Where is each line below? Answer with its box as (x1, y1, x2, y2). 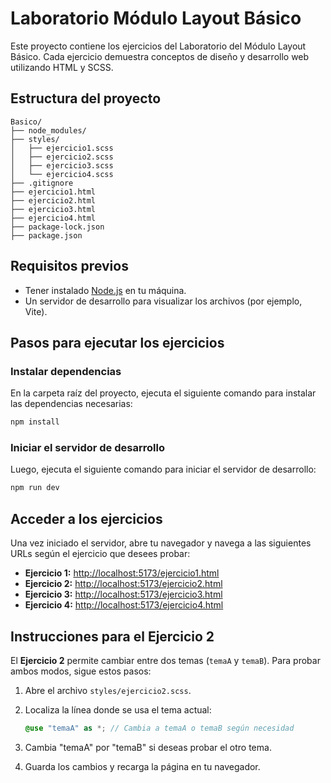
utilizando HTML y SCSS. (10, 61, 114, 73)
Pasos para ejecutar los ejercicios (10, 334, 225, 351)
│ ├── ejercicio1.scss (10, 143, 114, 153)
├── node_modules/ (10, 125, 87, 136)
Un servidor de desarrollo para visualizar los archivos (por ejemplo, (24, 295, 303, 307)
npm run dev (10, 483, 60, 493)
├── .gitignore (10, 178, 74, 188)
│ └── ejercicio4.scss (10, 169, 114, 179)
